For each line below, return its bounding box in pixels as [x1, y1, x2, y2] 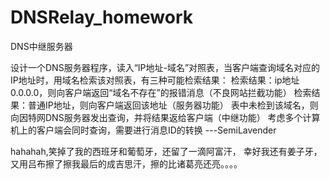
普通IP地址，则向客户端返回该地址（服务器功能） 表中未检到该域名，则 [27, 99, 319, 111]
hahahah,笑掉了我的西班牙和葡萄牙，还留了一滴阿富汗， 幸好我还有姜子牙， [10, 145, 323, 157]
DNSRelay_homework [10, 6, 194, 29]
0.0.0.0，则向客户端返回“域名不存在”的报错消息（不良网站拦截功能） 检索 [10, 86, 312, 98]
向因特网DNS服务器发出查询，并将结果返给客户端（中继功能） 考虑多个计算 [10, 111, 321, 123]
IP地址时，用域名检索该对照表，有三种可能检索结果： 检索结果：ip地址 [10, 74, 300, 86]
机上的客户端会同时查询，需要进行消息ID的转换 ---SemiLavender [10, 124, 277, 136]
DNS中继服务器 [10, 40, 73, 52]
